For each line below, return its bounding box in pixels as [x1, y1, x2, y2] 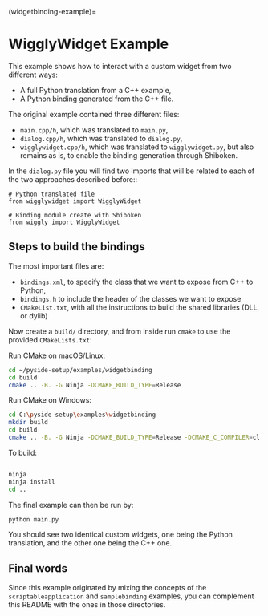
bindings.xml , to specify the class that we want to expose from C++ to [19, 277, 254, 286]
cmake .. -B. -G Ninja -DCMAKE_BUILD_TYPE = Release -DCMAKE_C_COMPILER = [8, 433, 253, 441]
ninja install [8, 477, 56, 486]
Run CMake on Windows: [8, 395, 92, 405]
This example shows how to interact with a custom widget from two [8, 61, 232, 71]
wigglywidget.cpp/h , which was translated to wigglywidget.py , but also [19, 142, 254, 152]
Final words [8, 561, 68, 575]
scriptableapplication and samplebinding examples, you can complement [8, 591, 254, 601]
